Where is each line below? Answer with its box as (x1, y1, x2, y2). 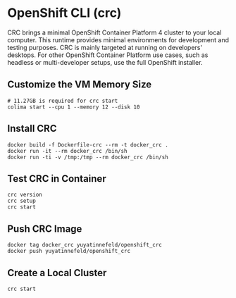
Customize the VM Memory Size (7, 79, 152, 91)
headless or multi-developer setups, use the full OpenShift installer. (7, 58, 203, 66)
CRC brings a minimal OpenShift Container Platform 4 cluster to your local (7, 28, 222, 37)
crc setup (7, 197, 37, 205)
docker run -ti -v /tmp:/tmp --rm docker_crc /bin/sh (7, 154, 169, 161)
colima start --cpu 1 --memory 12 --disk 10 (7, 104, 140, 111)
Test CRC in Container (7, 173, 107, 185)
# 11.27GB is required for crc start (7, 97, 118, 104)
